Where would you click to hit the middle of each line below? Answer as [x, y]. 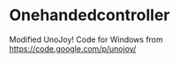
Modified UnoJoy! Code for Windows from [86, 39]
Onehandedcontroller [89, 15]
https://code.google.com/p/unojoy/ [73, 48]
